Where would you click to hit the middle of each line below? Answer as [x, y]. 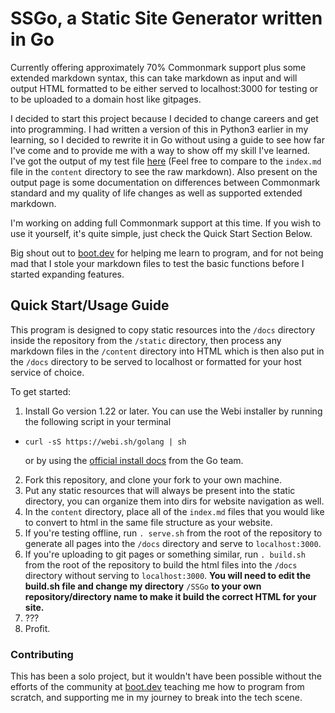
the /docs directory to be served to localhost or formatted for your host [156, 361]
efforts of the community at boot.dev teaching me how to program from [157, 687]
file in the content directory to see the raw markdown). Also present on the [164, 171]
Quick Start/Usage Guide [90, 305]
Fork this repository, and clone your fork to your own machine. [153, 479]
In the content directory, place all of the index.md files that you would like [174, 511]
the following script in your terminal [98, 421]
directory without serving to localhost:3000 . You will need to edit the [168, 575]
